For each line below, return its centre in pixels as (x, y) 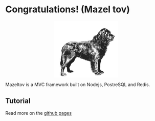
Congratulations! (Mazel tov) (68, 9)
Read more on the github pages (39, 113)
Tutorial (18, 101)
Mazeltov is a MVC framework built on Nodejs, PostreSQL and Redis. (78, 85)
